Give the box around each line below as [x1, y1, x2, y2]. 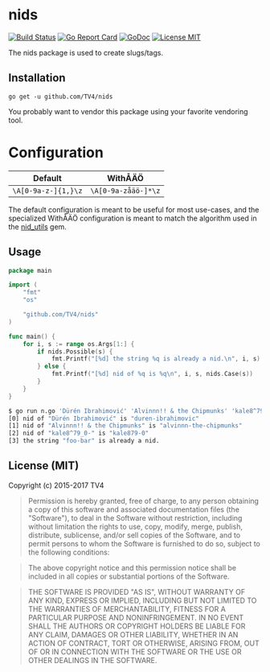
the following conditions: [27, 547, 110, 557]
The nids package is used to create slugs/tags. [8, 47, 163, 57]
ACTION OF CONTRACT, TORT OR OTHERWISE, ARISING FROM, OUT [27, 638, 260, 648]
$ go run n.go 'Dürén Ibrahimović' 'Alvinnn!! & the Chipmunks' [8, 406, 228, 415]
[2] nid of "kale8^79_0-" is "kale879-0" [8, 429, 149, 438]
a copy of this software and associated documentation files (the [27, 505, 239, 514]
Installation [8, 71, 66, 85]
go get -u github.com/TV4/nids [8, 93, 113, 101]
